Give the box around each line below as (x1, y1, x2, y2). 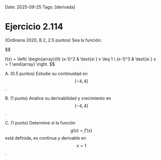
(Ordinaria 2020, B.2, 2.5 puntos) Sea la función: (5, 37, 102, 43)
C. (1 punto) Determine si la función (5, 120, 76, 125)
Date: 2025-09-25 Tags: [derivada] (5, 4, 75, 10)
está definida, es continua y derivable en (5, 135, 86, 141)
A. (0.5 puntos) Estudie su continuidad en (5, 71, 88, 76)
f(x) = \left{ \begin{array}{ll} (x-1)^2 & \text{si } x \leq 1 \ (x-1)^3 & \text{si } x (5, 56, 156, 62)
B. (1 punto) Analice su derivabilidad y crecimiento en (5, 95, 112, 101)
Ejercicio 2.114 (5, 21, 64, 32)
